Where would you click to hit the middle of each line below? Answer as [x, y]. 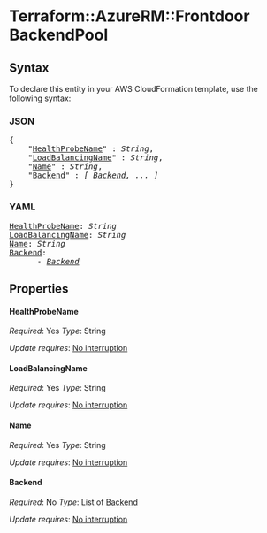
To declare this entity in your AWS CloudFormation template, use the [133, 89]
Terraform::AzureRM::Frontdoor [130, 16]
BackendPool [59, 35]
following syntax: [40, 98]
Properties [39, 289]
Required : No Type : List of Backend [74, 502]
